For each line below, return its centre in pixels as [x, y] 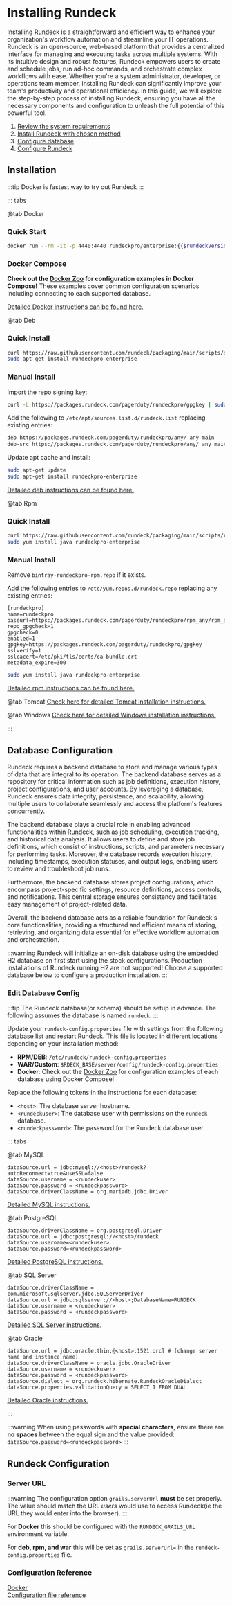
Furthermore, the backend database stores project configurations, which [110, 882]
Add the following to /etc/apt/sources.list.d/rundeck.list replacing [106, 418]
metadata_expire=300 [37, 663]
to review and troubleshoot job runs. [59, 868]
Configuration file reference [47, 1595]
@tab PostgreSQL [33, 1218]
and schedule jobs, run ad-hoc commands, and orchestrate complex [105, 69]
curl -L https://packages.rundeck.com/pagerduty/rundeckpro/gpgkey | [109, 404]
